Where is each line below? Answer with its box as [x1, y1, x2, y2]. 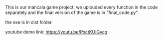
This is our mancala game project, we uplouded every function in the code [5, 4, 158, 10]
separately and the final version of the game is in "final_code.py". [5, 9, 139, 15]
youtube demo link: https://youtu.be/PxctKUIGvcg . [5, 29, 110, 34]
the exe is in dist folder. [5, 19, 53, 25]
